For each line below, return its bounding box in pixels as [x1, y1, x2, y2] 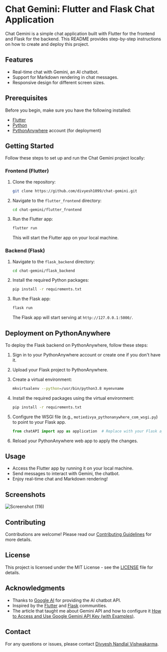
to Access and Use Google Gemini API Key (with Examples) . [12, 613, 135, 619]
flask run [12, 306, 33, 311]
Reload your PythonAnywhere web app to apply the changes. [12, 438, 138, 444]
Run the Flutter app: [12, 216, 53, 222]
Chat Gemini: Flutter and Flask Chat [5, 3, 155, 15]
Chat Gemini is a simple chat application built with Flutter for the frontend [5, 30, 155, 36]
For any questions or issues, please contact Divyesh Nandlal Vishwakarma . [5, 641, 159, 647]
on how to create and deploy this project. [5, 41, 89, 47]
